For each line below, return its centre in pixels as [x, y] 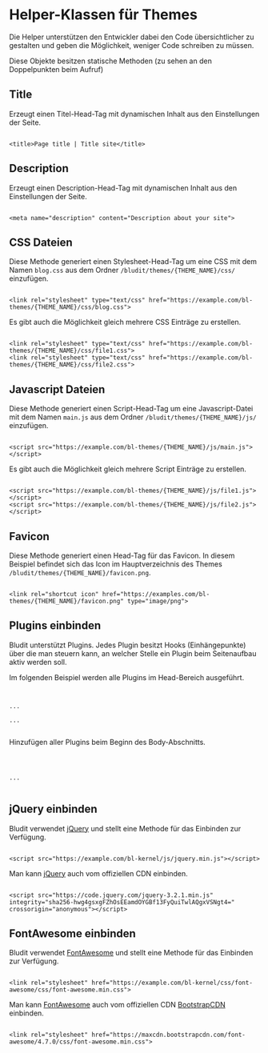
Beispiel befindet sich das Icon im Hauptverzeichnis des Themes [116, 564]
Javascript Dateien [57, 389]
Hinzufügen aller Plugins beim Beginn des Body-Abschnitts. [108, 742]
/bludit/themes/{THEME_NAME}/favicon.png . [80, 573]
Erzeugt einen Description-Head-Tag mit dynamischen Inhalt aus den [123, 188]
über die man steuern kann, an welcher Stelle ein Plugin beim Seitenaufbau [133, 653]
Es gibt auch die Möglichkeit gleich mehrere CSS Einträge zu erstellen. [125, 322]
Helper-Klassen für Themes [104, 15]
